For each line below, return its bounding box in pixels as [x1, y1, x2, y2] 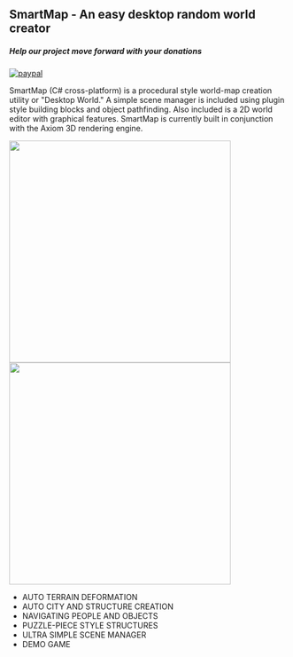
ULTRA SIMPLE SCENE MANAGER [21, 629, 147, 640]
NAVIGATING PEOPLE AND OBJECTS [21, 611, 158, 621]
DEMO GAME [21, 639, 71, 650]
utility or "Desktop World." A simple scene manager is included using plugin [9, 95, 285, 106]
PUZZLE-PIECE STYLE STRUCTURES [21, 621, 158, 631]
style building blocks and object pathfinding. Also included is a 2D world [9, 104, 273, 115]
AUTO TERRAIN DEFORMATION [21, 592, 138, 603]
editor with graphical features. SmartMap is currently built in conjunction [9, 114, 274, 124]
